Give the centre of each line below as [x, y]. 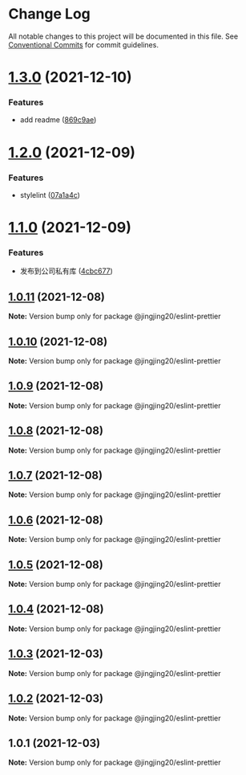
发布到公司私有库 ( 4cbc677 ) [67, 271]
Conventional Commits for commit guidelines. [83, 44]
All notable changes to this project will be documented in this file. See [123, 36]
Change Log [49, 14]
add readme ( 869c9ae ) [58, 120]
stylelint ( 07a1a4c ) [50, 195]
